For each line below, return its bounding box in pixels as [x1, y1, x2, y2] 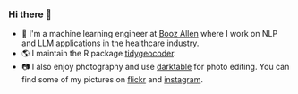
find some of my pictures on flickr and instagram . [21, 74, 203, 85]
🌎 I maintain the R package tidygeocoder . [21, 48, 176, 59]
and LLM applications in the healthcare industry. [21, 38, 200, 48]
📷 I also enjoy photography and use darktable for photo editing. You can [21, 62, 290, 73]
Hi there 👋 [8, 8, 53, 21]
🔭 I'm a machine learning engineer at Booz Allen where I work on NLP [21, 29, 278, 39]
